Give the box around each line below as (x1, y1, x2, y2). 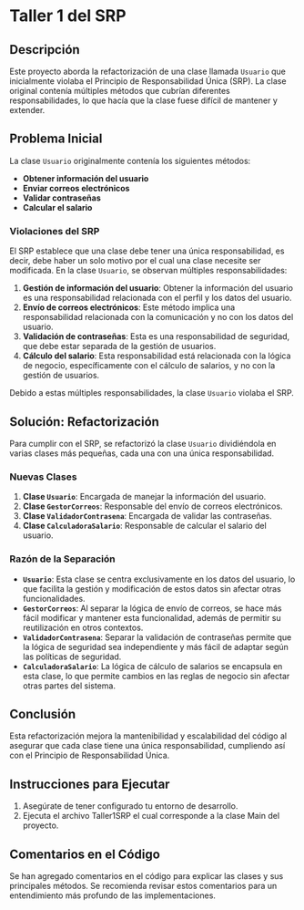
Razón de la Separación (9, 553, 116, 565)
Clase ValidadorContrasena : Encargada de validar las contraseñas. (22, 511, 272, 522)
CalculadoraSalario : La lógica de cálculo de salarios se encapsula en (22, 660, 283, 671)
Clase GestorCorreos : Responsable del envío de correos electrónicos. (22, 501, 284, 512)
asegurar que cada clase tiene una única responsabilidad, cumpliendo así (9, 740, 286, 751)
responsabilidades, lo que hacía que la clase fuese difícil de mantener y (9, 95, 278, 106)
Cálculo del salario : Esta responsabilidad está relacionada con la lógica (22, 350, 291, 361)
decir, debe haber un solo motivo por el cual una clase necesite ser (9, 255, 261, 266)
